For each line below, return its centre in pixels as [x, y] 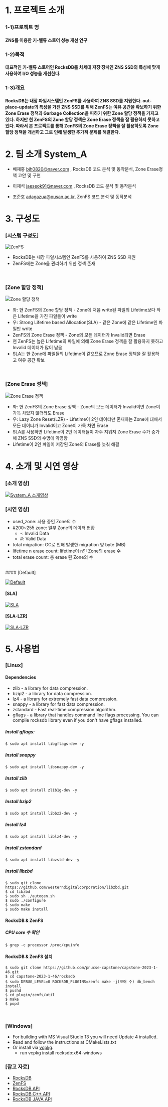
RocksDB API [26, 1088]
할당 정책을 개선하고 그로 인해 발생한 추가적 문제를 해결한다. [63, 132]
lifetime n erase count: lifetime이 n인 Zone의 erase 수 [67, 551]
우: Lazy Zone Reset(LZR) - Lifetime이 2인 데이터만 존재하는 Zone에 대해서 [87, 419]
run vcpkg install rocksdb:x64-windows [61, 1053]
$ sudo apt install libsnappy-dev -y [45, 767]
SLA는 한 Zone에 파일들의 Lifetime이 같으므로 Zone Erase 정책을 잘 [79, 354]
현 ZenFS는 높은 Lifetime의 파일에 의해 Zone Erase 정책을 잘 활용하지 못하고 [88, 341]
